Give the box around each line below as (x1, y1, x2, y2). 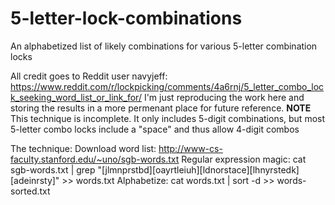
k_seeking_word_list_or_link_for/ (10, 91, 142, 103)
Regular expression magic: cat (181, 153, 307, 165)
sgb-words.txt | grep (10, 163, 96, 176)
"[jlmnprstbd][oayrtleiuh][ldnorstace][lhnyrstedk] (97, 163, 300, 176)
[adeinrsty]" (10, 174, 60, 186)
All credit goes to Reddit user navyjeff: (10, 70, 168, 82)
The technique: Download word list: (10, 142, 157, 154)
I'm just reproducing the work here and (143, 91, 305, 103)
